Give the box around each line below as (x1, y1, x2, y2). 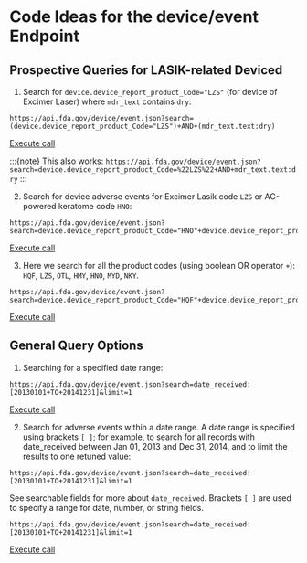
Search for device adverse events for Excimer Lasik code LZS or (22, 191, 263, 202)
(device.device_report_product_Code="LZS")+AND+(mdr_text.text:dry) (9, 122, 276, 131)
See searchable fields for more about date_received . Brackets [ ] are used (9, 492, 292, 504)
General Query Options (9, 338, 143, 354)
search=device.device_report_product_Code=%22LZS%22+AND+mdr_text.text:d (9, 165, 297, 175)
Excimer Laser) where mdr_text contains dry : (22, 96, 192, 107)
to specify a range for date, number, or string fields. (9, 502, 204, 513)
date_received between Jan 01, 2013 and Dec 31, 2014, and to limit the (22, 441, 288, 451)
